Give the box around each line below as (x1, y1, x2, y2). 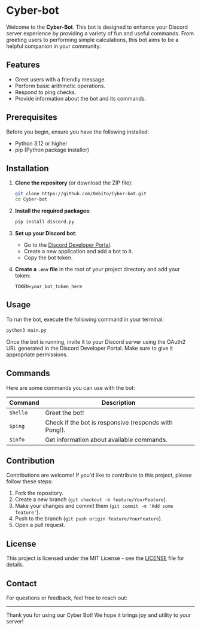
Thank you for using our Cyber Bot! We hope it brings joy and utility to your (6, 611, 191, 619)
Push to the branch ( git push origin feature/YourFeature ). (14, 515, 163, 522)
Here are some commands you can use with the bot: (6, 384, 136, 391)
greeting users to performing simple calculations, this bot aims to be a (6, 36, 179, 43)
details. (6, 561, 25, 568)
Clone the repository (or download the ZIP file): (14, 179, 133, 186)
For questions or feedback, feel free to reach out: (6, 594, 127, 601)
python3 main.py (6, 327, 47, 333)
